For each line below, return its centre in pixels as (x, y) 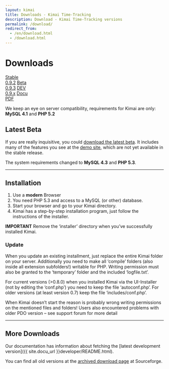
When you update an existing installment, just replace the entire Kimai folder (84, 256)
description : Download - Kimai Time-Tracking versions (64, 19)
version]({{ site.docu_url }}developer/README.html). (60, 351)
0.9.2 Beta (16, 82)
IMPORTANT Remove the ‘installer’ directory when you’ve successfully (79, 226)
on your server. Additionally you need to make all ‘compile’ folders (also (79, 261)
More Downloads (32, 334)
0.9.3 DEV (16, 88)
